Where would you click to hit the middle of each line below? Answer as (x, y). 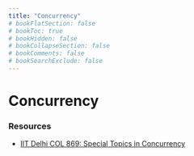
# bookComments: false (46, 53)
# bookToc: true (36, 31)
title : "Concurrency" (45, 16)
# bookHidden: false (43, 38)
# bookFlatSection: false (52, 23)
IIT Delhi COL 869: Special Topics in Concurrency (103, 144)
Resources (30, 126)
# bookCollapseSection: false (59, 46)
